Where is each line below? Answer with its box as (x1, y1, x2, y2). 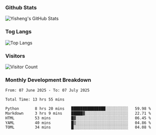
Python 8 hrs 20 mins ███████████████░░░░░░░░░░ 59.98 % (5, 106, 151, 111)
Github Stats (5, 4, 37, 11)
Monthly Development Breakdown (5, 76, 91, 83)
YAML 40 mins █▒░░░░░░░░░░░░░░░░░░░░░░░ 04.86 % (5, 120, 151, 125)
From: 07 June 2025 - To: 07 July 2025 (5, 88, 90, 93)
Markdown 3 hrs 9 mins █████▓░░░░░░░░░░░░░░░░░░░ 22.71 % (5, 111, 151, 116)
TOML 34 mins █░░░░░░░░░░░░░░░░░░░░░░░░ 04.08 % (5, 125, 151, 130)
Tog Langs (5, 28, 32, 35)
